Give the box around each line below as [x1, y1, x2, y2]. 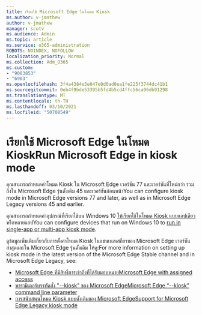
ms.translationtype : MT [6, 92, 66, 98]
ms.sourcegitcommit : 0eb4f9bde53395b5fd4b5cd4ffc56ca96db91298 [6, 87, 168, 93]
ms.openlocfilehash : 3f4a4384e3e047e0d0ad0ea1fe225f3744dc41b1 [6, 82, 168, 88]
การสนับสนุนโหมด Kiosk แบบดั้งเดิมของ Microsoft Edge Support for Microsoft [14, 295, 189, 302]
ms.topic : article [6, 37, 52, 43]
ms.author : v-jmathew [6, 14, 61, 20]
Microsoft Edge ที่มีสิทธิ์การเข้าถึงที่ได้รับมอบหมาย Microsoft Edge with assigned [14, 269, 192, 276]
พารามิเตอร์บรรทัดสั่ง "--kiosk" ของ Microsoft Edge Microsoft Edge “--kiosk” [14, 282, 189, 289]
